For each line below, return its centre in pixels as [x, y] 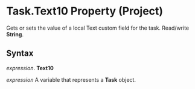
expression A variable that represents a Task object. [71, 79]
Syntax [20, 54]
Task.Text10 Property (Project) [85, 11]
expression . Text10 [30, 68]
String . [15, 34]
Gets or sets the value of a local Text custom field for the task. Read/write [98, 28]
